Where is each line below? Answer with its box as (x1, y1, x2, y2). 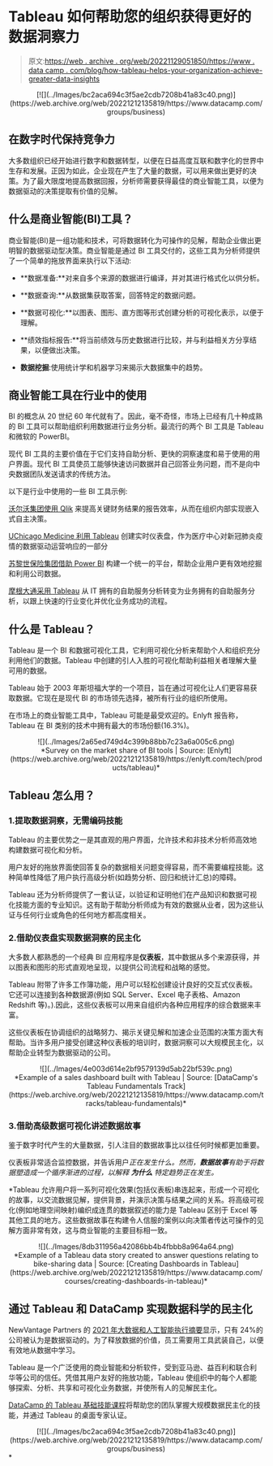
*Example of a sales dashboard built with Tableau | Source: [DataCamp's (14, 1073, 258, 1082)
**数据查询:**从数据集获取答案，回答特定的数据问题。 (19, 290, 200, 300)
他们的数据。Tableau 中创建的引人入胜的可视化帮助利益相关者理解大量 (22, 656, 258, 666)
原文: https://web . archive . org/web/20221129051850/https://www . (28, 56, 255, 66)
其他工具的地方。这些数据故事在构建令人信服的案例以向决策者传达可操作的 (8, 1216, 257, 1225)
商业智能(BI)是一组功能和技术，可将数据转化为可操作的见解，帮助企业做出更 (8, 235, 262, 245)
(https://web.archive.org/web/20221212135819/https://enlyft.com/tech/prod (10, 754, 262, 764)
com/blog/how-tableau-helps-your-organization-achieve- (70, 65, 263, 75)
